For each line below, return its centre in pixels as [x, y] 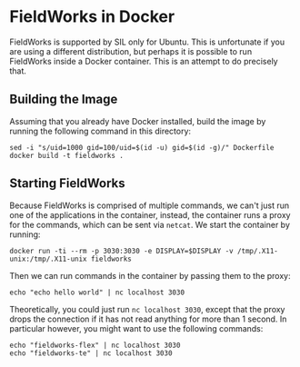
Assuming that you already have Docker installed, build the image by [138, 121]
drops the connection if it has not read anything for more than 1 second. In [148, 319]
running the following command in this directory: [100, 131]
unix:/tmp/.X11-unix [49, 259]
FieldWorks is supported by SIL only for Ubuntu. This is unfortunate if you [147, 42]
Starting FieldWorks [67, 183]
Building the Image [64, 99]
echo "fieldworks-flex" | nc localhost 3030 [95, 345]
